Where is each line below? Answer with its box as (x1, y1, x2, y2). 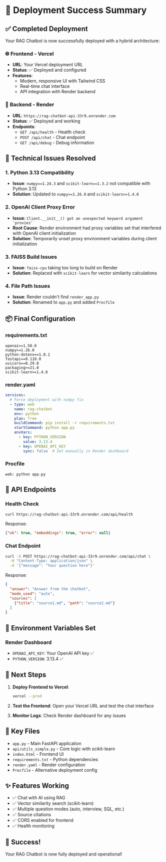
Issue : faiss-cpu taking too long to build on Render (12, 264, 118, 270)
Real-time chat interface (19, 83, 70, 89)
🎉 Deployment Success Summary (5, 5, 147, 16)
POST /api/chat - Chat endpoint (19, 134, 85, 140)
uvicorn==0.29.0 (5, 361, 39, 366)
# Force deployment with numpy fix (9, 397, 84, 403)
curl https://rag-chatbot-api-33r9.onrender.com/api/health (5, 511, 133, 517)
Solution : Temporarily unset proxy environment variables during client (12, 235, 157, 241)
